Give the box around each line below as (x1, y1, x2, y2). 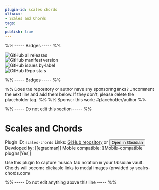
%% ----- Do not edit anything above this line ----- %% (5, 179, 116, 185)
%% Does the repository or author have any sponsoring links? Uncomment (5, 87, 154, 92)
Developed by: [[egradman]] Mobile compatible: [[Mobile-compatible (5, 145, 143, 151)
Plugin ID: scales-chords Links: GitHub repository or (5, 139, 108, 145)
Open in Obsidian (111, 140, 143, 145)
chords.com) (5, 170, 30, 175)
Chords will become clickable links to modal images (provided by (5, 165, 134, 171)
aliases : (5, 12, 23, 16)
